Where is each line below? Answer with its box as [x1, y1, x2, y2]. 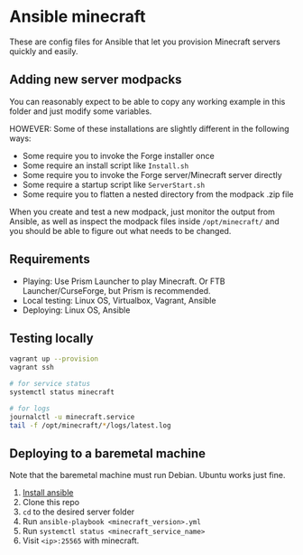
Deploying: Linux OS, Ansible [22, 305, 131, 315]
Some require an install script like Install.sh [22, 160, 189, 171]
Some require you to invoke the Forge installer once [22, 150, 215, 161]
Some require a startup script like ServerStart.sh [22, 179, 206, 190]
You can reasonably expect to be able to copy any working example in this [9, 96, 286, 107]
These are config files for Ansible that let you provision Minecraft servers [9, 36, 281, 47]
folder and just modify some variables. [9, 106, 152, 117]
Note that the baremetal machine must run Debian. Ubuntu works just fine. [9, 470, 286, 481]
